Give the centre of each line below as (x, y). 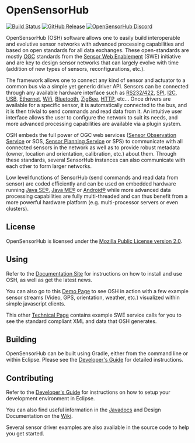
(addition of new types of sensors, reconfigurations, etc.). (75, 68)
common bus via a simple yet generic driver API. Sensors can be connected (97, 86)
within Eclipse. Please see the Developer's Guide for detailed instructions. (95, 360)
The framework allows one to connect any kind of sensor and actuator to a (96, 80)
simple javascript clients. (36, 303)
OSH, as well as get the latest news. (49, 280)
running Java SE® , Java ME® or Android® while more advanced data (88, 190)
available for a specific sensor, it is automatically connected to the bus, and (97, 105)
